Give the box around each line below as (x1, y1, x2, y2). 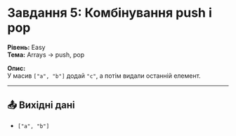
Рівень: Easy (7, 43, 46, 51)
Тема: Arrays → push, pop (7, 50, 85, 59)
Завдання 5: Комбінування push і (7, 5, 212, 21)
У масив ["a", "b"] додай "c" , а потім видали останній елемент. (7, 72, 202, 80)
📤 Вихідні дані (7, 100, 75, 111)
